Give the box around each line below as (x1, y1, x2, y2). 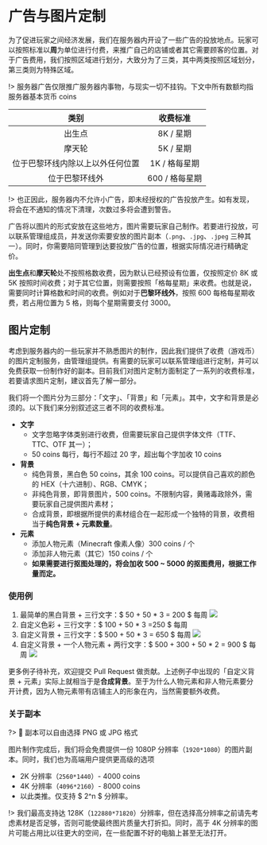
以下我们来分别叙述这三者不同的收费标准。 (29, 402, 168, 412)
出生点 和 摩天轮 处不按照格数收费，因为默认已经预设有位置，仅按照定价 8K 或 (8, 268, 258, 277)
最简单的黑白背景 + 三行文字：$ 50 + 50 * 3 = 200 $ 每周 (19, 610, 208, 620)
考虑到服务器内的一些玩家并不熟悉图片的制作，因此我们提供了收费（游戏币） (8, 346, 259, 355)
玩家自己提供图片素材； (38, 498, 116, 509)
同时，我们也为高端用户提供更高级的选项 (21, 754, 155, 764)
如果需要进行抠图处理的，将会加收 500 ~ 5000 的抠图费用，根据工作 (31, 558, 257, 568)
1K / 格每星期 (149, 157, 200, 169)
